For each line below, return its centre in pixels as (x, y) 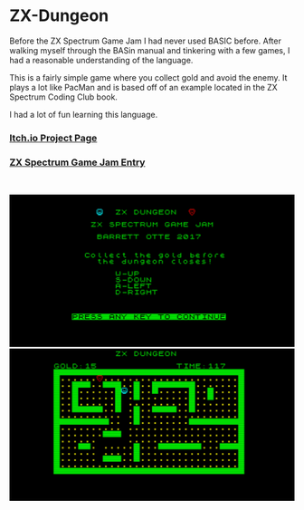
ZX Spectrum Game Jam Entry (77, 162)
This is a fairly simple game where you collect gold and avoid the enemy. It (148, 77)
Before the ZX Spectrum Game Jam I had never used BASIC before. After (146, 41)
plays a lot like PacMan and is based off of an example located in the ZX (143, 87)
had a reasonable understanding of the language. (101, 60)
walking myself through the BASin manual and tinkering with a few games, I (150, 50)
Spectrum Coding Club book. (63, 97)
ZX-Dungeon (59, 16)
